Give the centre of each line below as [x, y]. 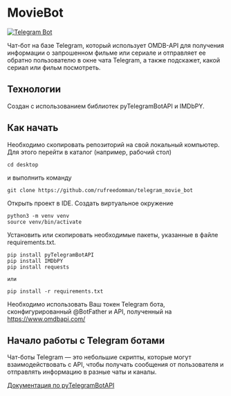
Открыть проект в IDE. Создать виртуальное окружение [91, 203]
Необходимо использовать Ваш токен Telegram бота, [86, 304]
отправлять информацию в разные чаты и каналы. [82, 372]
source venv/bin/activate [44, 222]
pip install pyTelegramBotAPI [51, 255]
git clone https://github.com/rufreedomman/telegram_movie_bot [100, 190]
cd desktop [23, 164]
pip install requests [38, 267]
